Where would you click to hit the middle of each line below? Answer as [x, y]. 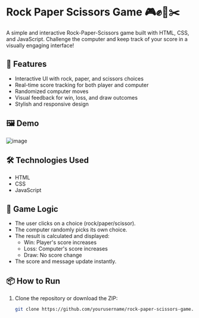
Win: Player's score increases [60, 242]
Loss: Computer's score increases [66, 249]
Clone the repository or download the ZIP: [66, 298]
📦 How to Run [33, 281]
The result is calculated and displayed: [62, 236]
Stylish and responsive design [52, 104]
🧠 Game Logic [32, 209]
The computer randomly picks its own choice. [71, 230]
